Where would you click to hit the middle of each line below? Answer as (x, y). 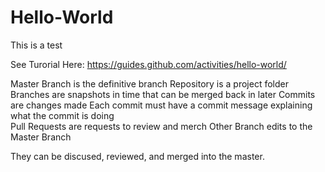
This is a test (36, 45)
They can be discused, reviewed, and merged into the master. (137, 156)
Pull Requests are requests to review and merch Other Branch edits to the (161, 126)
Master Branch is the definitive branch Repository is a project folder (149, 83)
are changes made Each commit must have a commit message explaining (161, 105)
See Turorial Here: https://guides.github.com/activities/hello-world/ (148, 64)
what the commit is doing (62, 115)
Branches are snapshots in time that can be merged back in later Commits (163, 94)
